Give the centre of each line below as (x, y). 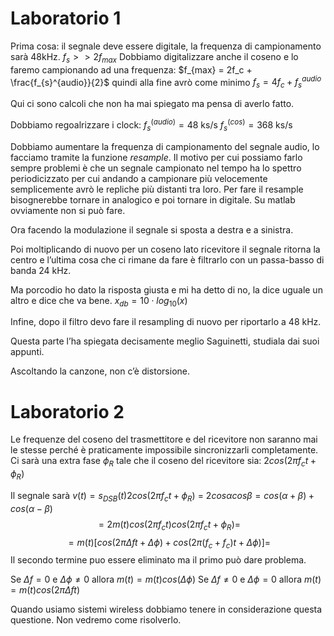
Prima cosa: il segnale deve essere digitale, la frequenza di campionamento (166, 46)
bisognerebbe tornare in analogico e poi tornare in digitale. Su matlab (153, 199)
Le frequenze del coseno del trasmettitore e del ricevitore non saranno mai (164, 439)
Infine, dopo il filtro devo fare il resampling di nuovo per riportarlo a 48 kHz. (166, 322)
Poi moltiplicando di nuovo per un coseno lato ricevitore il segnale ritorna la (165, 249)
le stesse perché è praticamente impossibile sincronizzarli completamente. (164, 450)
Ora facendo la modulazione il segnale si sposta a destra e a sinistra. (152, 229)
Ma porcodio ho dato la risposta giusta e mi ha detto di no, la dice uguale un (166, 289)
